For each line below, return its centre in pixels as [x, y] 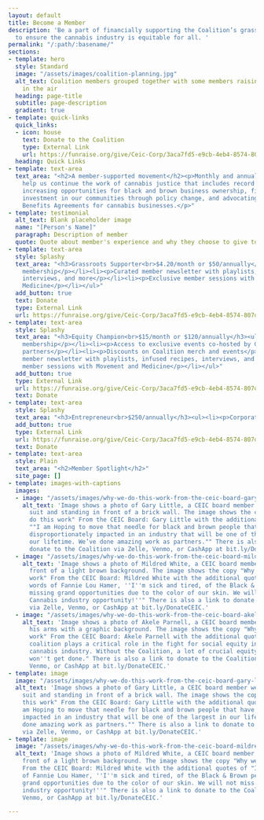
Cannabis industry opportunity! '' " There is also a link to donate [142, 600]
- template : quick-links [49, 118]
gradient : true [40, 111]
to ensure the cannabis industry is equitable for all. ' [112, 37]
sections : [24, 52]
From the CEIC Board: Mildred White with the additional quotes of [135, 768]
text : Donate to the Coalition [73, 140]
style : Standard [42, 67]
